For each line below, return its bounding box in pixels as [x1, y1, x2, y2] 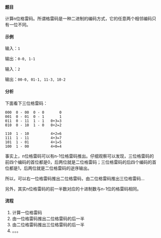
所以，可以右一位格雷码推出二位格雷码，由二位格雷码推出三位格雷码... [5, 175, 145, 181]
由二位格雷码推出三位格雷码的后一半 [12, 221, 85, 227]
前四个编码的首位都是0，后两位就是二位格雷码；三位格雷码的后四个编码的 [5, 159, 152, 165]
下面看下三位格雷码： [5, 100, 48, 106]
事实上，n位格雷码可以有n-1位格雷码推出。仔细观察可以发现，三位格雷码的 [5, 153, 154, 159]
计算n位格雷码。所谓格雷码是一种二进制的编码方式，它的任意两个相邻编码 [5, 16, 152, 21]
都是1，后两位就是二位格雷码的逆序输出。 [9, 165, 92, 171]
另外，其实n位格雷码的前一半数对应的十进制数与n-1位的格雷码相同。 [5, 186, 142, 191]
